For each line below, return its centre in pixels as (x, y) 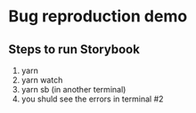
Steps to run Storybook (74, 49)
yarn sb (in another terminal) (73, 89)
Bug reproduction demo (98, 16)
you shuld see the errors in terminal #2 (92, 99)
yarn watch (42, 80)
